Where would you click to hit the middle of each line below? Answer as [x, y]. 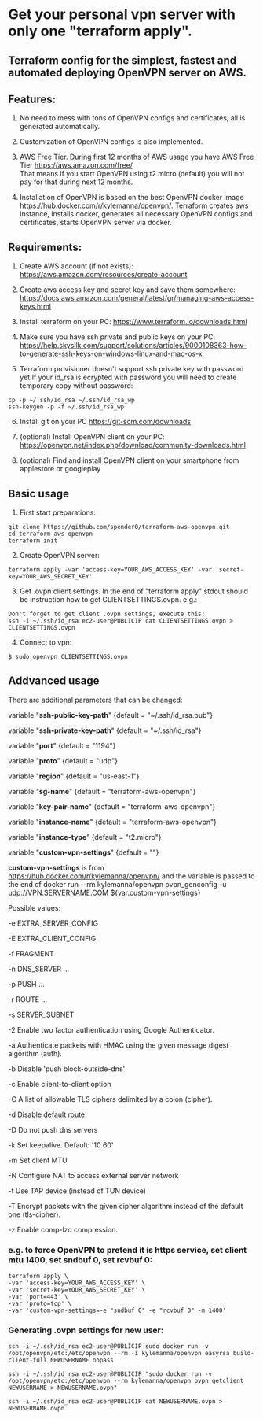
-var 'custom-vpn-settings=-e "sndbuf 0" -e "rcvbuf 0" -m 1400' [117, 1311]
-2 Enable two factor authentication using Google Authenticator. [111, 1029]
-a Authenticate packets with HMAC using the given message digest [119, 1045]
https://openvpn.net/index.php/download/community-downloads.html [132, 445]
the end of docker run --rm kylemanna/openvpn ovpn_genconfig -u [117, 884]
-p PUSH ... [26, 984]
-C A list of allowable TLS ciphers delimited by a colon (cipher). [110, 1099]
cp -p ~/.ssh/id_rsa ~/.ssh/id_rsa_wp [71, 400]
